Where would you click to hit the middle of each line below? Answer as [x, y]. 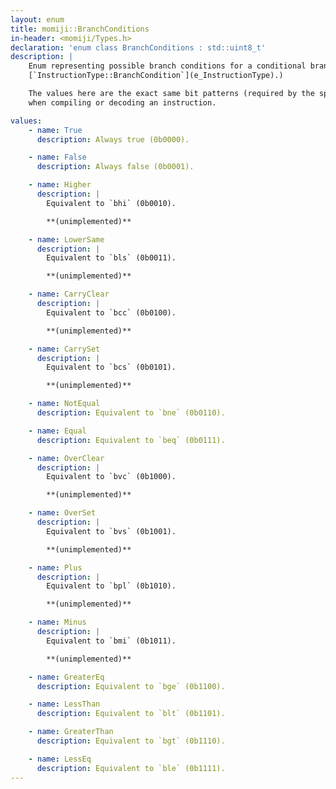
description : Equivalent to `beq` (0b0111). [131, 440]
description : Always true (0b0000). [113, 139]
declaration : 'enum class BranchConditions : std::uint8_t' [138, 47]
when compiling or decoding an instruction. [122, 102]
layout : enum [37, 19]
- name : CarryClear [69, 294]
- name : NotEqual [64, 404]
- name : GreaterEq [66, 677]
